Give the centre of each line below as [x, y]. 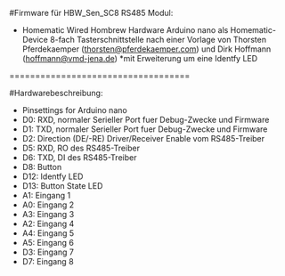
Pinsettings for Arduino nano [74, 110]
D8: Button [42, 167]
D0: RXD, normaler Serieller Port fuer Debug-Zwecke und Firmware [146, 120]
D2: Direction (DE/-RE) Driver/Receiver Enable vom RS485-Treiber [143, 138]
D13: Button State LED [62, 186]
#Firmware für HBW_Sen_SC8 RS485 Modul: [91, 13]
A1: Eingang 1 [46, 195]
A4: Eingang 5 [48, 233]
